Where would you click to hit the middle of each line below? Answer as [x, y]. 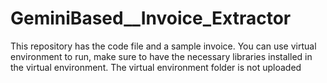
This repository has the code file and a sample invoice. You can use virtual [163, 46]
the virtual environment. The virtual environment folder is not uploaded [156, 67]
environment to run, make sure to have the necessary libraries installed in [161, 56]
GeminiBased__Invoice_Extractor [151, 18]
